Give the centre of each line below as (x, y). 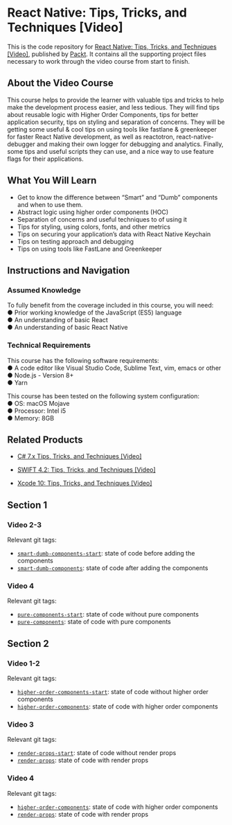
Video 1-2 (24, 663)
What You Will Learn (52, 180)
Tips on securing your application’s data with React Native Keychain (114, 234)
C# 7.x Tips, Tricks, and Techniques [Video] (79, 456)
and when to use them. (50, 204)
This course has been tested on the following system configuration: (103, 396)
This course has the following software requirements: (83, 360)
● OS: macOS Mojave (38, 403)
